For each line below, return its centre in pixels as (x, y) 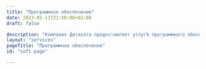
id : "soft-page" (27, 52)
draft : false (23, 23)
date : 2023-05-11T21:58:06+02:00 (49, 18)
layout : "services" (31, 40)
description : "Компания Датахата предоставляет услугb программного (96, 34)
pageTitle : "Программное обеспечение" (56, 46)
